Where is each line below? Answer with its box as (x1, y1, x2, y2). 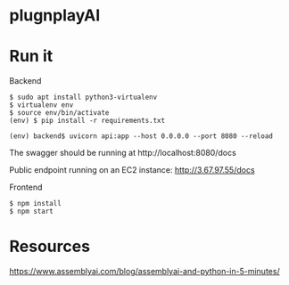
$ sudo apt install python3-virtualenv (9, 93, 158, 102)
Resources (9, 237, 91, 256)
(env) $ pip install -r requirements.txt (9, 117, 166, 126)
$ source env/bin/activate (9, 109, 110, 118)
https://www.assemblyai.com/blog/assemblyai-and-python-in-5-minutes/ (9, 266, 280, 277)
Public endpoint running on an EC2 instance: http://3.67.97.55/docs (9, 165, 256, 175)
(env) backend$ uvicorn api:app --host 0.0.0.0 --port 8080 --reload (9, 132, 274, 141)
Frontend (9, 182, 43, 192)
